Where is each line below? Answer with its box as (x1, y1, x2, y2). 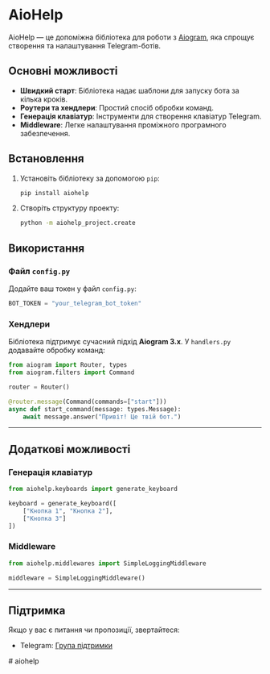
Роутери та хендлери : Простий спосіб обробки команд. (19, 102, 215, 112)
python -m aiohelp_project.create (19, 219, 136, 227)
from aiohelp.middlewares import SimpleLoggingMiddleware (8, 559, 207, 568)
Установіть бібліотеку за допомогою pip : (19, 173, 160, 183)
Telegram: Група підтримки (19, 641, 113, 651)
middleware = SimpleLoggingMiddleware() (8, 574, 146, 582)
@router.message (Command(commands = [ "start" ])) (8, 397, 167, 406)
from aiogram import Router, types (8, 361, 128, 369)
